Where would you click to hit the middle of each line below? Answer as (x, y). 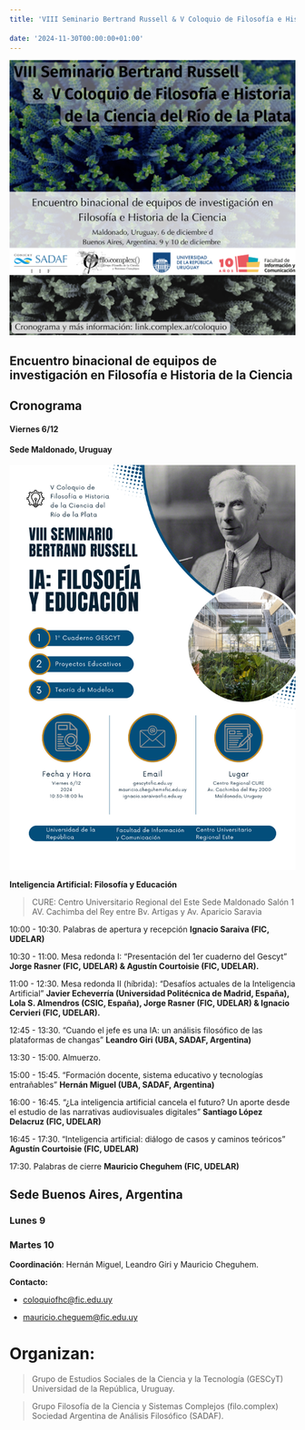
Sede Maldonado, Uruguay (61, 450)
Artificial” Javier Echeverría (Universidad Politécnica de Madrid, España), (150, 993)
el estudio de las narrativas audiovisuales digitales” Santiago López (136, 1112)
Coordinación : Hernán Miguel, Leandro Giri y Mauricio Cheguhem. (134, 1265)
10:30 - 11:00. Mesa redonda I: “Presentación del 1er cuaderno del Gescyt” (148, 956)
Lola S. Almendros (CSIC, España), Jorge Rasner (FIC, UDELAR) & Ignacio (150, 1003)
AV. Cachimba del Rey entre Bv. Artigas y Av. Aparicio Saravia (147, 911)
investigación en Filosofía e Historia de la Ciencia (151, 375)
